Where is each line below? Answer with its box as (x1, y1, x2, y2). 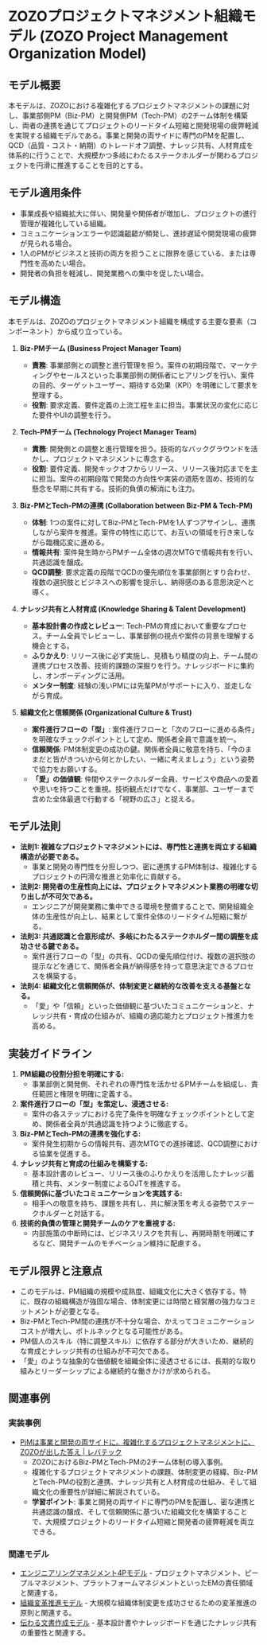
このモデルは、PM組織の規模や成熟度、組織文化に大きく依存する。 (19, 1287, 240, 1296)
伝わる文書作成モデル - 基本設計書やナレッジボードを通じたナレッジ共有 (19, 1618, 257, 1627)
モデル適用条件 (8, 186, 82, 200)
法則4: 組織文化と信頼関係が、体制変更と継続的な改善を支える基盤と (19, 981, 245, 991)
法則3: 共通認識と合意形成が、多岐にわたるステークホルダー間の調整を (19, 932, 252, 941)
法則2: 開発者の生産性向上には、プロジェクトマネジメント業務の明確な (19, 882, 252, 891)
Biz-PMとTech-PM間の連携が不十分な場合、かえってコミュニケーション (19, 1316, 255, 1326)
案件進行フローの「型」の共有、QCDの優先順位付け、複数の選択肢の (31, 952, 256, 961)
